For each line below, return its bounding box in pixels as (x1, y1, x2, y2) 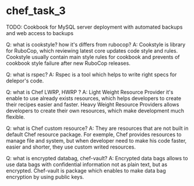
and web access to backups (6, 29, 74, 36)
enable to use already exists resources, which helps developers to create (6, 95, 182, 102)
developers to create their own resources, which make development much (6, 107, 185, 114)
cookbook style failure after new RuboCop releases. (6, 60, 131, 67)
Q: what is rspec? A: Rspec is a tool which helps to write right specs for (6, 71, 177, 78)
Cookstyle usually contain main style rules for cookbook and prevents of (6, 53, 180, 60)
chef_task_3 (6, 4, 66, 18)
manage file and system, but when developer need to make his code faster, (6, 137, 187, 144)
